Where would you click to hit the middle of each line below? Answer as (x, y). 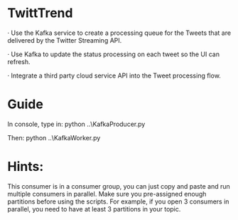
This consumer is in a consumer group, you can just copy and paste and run (119, 186)
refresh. (19, 61)
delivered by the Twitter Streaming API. (65, 40)
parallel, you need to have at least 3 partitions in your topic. (94, 209)
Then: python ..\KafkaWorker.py (54, 137)
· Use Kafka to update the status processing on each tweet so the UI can (114, 54)
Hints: (26, 167)
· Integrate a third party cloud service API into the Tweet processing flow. (114, 75)
